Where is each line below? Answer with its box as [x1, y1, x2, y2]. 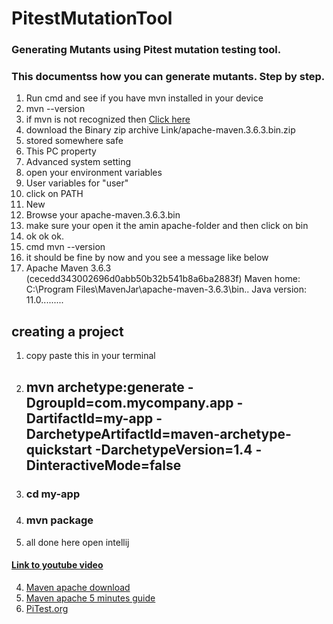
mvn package [25, 513, 94, 527]
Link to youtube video [11, 559, 104, 571]
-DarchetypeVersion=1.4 [94, 441, 253, 458]
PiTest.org [25, 603, 69, 615]
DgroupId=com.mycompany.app [25, 394, 234, 411]
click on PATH [25, 188, 84, 200]
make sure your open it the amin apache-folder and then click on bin [25, 220, 309, 232]
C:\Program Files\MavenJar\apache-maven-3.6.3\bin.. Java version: [25, 283, 308, 296]
